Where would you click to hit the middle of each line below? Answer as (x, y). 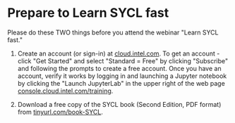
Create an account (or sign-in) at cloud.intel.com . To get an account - (119, 53)
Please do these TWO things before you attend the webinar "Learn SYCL (113, 32)
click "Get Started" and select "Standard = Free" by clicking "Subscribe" (123, 60)
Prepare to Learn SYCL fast (88, 13)
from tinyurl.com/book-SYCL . (60, 112)
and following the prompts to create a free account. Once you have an (119, 68)
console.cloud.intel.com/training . (65, 91)
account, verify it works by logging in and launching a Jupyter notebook (122, 76)
